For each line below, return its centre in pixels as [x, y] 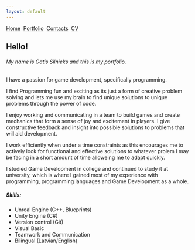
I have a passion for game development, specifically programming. [86, 80]
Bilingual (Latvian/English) [46, 241]
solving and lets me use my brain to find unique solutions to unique [87, 97]
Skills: [14, 195]
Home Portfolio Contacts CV [42, 28]
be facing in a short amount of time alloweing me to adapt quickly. [86, 158]
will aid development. [32, 134]
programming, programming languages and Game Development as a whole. [97, 181]
